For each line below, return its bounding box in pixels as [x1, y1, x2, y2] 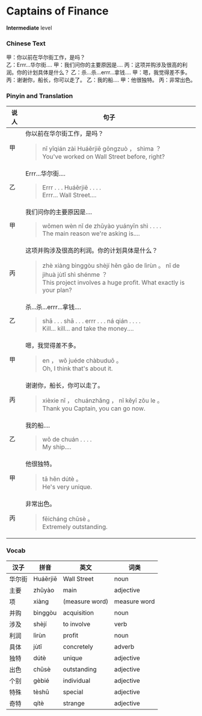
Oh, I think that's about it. [42, 364, 113, 372]
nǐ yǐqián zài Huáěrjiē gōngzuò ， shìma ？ [42, 144, 162, 153]
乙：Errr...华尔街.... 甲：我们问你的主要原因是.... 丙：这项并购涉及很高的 [6, 62, 183, 69]
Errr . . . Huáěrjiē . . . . [42, 183, 101, 191]
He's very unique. [42, 483, 92, 491]
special [63, 688, 84, 696]
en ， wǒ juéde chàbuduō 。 [42, 356, 123, 364]
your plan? [42, 285, 72, 294]
